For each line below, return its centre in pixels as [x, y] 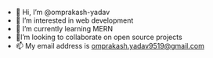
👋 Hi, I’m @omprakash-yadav [63, 12]
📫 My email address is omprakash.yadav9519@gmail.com [110, 46]
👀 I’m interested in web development [74, 20]
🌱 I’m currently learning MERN [64, 29]
